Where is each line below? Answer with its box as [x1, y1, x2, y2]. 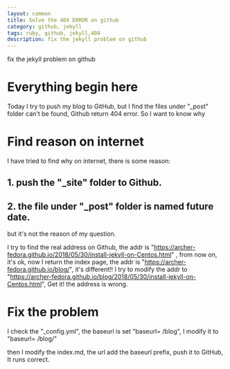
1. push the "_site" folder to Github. [7, 177, 162, 189]
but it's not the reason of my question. [7, 230, 116, 238]
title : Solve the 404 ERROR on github [7, 17, 119, 24]
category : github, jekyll [7, 23, 82, 30]
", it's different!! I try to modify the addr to [69, 265, 188, 274]
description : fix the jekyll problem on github [7, 36, 148, 43]
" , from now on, [170, 250, 218, 259]
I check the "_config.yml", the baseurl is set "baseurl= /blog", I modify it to [7, 327, 219, 336]
